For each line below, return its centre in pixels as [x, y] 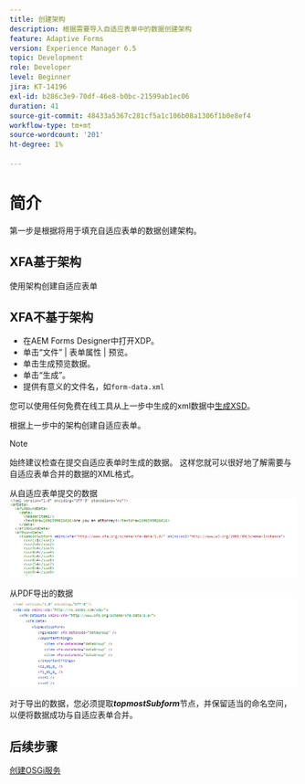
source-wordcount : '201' [57, 135]
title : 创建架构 [37, 19]
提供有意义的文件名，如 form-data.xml [93, 387]
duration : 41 [34, 106]
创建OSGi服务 [35, 770]
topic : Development [47, 58]
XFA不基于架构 [52, 318]
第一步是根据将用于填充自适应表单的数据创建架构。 [105, 230]
